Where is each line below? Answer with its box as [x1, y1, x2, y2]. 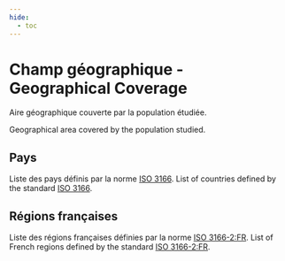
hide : [9, 12, 29, 22]
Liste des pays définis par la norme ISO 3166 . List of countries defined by [9, 173, 277, 184]
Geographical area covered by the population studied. [9, 125, 206, 135]
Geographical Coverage [9, 78, 188, 98]
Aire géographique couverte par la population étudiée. [9, 107, 207, 118]
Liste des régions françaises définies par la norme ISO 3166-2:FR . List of [9, 232, 273, 243]
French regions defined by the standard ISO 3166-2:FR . [9, 242, 211, 252]
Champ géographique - [9, 59, 184, 80]
